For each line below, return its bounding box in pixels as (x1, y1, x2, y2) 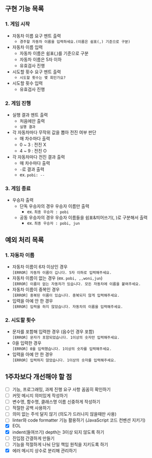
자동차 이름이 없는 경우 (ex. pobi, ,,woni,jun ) (12, 275, 103, 281)
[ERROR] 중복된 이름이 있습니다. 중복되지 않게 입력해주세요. (12, 293, 120, 298)
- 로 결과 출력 (19, 166, 45, 172)
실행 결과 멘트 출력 (12, 112, 48, 118)
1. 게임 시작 (5, 21, 30, 28)
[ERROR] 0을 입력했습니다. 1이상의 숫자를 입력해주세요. (12, 346, 112, 352)
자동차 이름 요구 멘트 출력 (12, 32, 61, 38)
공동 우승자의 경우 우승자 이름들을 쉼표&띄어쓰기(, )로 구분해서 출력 (19, 214, 148, 220)
